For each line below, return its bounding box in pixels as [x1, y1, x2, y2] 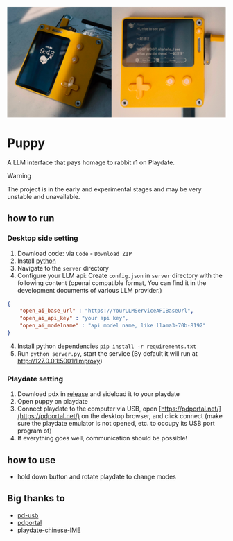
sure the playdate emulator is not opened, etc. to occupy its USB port [17, 420, 215, 428]
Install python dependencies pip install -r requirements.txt [17, 342, 196, 350]
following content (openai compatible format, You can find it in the [17, 278, 207, 287]
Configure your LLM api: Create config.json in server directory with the [17, 271, 223, 280]
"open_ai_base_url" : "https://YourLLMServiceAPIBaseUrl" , [19, 307, 194, 315]
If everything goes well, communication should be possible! [17, 434, 188, 443]
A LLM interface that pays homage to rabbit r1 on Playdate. [7, 158, 175, 166]
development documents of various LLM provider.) [17, 286, 162, 294]
